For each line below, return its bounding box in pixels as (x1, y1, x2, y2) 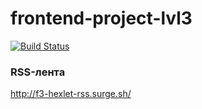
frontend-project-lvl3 (10, 7, 193, 30)
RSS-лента (10, 65, 66, 79)
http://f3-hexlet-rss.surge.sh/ (10, 88, 132, 100)
